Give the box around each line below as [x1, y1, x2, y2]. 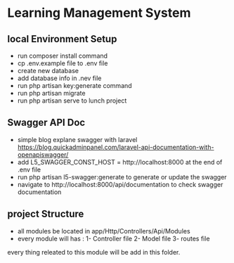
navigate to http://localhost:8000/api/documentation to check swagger [17, 180, 223, 188]
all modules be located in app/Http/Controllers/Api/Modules [17, 226, 191, 235]
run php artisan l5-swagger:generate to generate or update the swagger [17, 172, 227, 181]
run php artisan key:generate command [17, 82, 132, 89]
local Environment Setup [7, 33, 117, 45]
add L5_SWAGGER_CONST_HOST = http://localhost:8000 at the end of [17, 158, 223, 166]
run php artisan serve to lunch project [17, 96, 127, 105]
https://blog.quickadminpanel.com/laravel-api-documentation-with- [17, 143, 214, 151]
